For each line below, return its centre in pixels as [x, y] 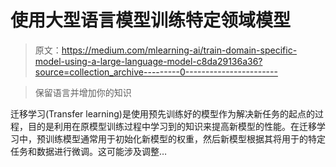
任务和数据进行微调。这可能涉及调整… [89, 151]
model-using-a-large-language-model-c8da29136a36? [148, 61]
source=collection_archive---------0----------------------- [156, 72]
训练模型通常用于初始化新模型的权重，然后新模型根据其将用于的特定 [185, 138]
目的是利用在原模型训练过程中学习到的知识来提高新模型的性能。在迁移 [172, 126]
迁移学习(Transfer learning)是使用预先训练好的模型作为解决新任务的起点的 [162, 113]
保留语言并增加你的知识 [83, 92]
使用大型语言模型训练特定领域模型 [151, 20]
